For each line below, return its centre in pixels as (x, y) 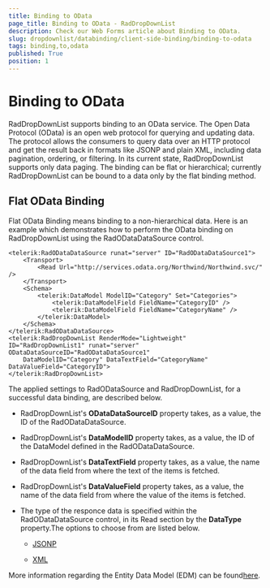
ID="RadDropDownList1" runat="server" (74, 345)
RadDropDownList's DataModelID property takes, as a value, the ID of (137, 437)
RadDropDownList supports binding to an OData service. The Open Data (129, 123)
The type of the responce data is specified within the (108, 510)
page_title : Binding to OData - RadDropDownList (92, 24)
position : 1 (28, 62)
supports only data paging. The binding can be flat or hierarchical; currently (135, 166)
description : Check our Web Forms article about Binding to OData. (125, 31)
